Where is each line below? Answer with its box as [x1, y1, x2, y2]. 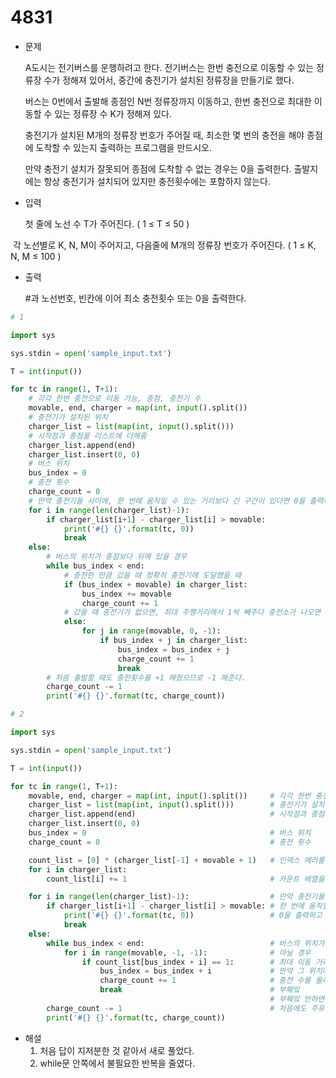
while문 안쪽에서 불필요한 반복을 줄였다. [39, 1057, 196, 1069]
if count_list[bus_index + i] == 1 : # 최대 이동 [81, 957, 312, 967]
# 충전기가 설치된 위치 [28, 412, 108, 423]
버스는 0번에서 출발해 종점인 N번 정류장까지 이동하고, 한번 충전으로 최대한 [24, 95, 312, 107]
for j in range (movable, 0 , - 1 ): [81, 626, 222, 636]
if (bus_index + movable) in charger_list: [63, 579, 248, 590]
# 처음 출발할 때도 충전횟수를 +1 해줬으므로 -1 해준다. [46, 672, 247, 683]
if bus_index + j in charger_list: [99, 636, 248, 646]
